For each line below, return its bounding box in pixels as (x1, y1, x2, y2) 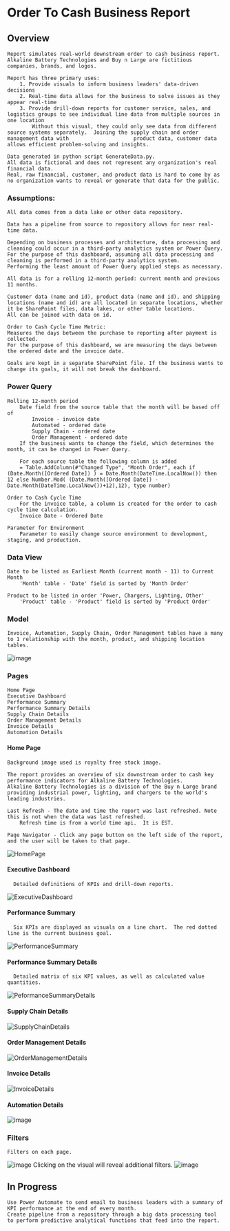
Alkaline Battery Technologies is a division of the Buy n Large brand (7, 783, 217, 790)
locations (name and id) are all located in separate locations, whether (7, 299, 224, 306)
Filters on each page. (7, 1149, 72, 1156)
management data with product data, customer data (7, 135, 217, 142)
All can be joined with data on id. (7, 312, 112, 319)
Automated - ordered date (32, 422, 107, 429)
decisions (7, 87, 36, 94)
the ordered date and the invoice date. (7, 348, 125, 355)
